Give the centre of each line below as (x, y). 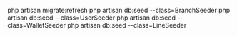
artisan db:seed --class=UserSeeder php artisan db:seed (92, 18)
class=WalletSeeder (37, 25)
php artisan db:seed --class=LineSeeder (127, 25)
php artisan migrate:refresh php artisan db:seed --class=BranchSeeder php (119, 10)
